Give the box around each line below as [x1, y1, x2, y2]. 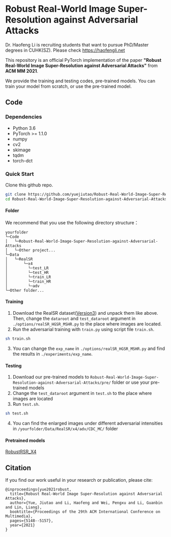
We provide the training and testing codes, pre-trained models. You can [5, 78, 155, 84]
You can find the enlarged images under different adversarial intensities [12, 420, 163, 427]
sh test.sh [5, 411, 28, 416]
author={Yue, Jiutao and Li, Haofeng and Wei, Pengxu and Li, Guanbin [10, 500, 163, 506]
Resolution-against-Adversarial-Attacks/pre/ [12, 380, 111, 386]
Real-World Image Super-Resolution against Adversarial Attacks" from [5, 62, 158, 68]
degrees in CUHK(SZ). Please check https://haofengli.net [5, 47, 125, 53]
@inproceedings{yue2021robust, [5, 487, 72, 492]
